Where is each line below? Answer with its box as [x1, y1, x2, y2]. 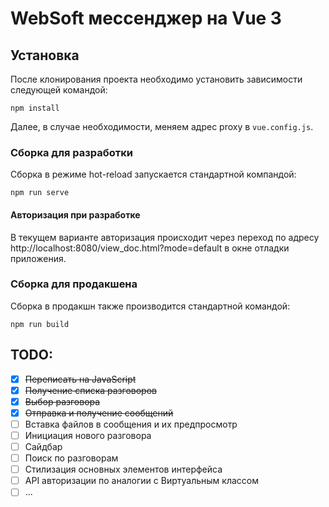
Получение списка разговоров [24, 384, 157, 396]
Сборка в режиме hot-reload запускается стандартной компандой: [10, 168, 297, 181]
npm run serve [10, 188, 70, 198]
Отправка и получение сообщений [24, 407, 174, 419]
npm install [10, 103, 60, 113]
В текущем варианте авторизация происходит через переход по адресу [10, 231, 320, 243]
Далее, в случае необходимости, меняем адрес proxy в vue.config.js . [10, 121, 314, 132]
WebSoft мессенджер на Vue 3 [10, 7, 282, 30]
